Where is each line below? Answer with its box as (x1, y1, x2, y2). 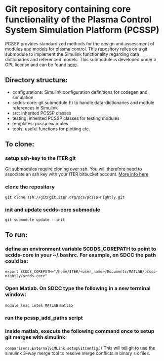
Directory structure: (5, 76, 68, 84)
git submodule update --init (5, 217, 65, 222)
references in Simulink (12, 105, 58, 110)
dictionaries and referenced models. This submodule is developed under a (5, 56, 157, 62)
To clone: (5, 140, 35, 148)
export (5, 269, 19, 274)
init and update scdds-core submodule (5, 206, 100, 213)
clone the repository (5, 183, 55, 190)
